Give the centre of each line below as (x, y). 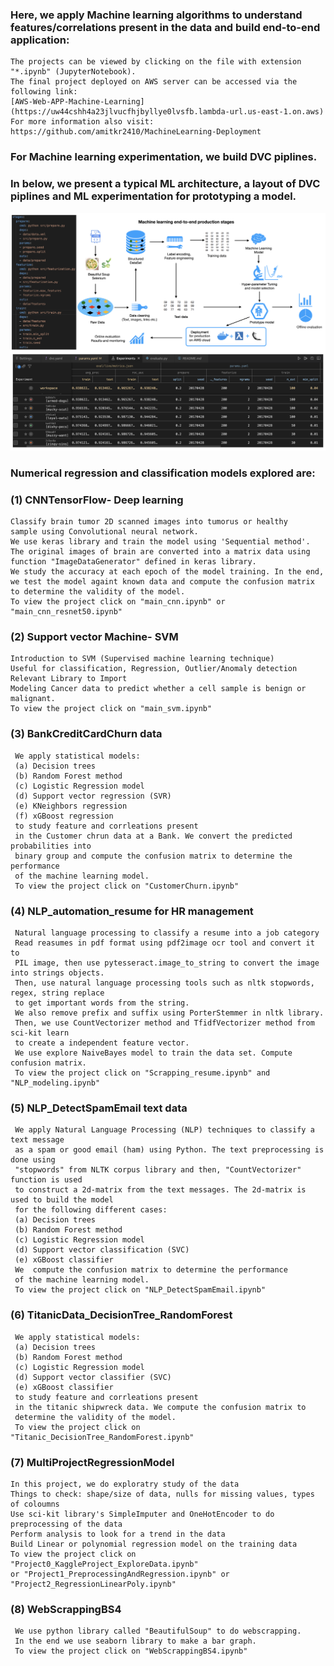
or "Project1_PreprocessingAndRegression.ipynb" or (120, 1574)
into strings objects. (57, 973)
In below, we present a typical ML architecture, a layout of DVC (165, 184)
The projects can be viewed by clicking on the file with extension (156, 62)
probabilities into (51, 846)
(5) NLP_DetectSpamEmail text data (99, 1108)
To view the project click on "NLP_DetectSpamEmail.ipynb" (140, 1290)
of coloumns (35, 1504)
